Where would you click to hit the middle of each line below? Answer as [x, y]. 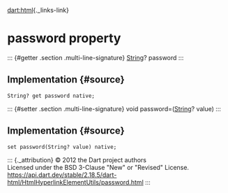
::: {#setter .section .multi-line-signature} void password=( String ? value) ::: [114, 108]
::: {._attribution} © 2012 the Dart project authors [77, 159]
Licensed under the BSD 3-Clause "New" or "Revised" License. [98, 167]
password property [64, 38]
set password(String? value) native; [62, 147]
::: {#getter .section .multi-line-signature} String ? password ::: [96, 57]
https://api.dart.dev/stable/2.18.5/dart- [62, 175]
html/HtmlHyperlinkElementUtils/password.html [76, 182]
